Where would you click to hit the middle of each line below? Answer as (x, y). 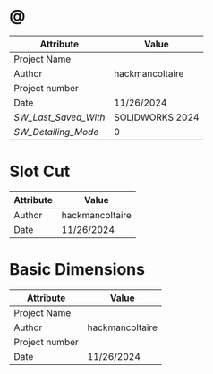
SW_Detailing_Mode (56, 132)
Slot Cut (40, 172)
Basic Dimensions (77, 270)
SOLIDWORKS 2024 (156, 117)
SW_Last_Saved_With (60, 117)
